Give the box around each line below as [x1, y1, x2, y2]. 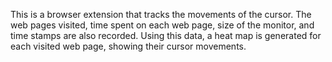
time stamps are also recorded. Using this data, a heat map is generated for [10, 30, 322, 41]
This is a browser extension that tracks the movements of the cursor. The [10, 9, 312, 20]
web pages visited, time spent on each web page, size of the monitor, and [10, 19, 315, 31]
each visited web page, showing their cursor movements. [10, 40, 247, 52]
